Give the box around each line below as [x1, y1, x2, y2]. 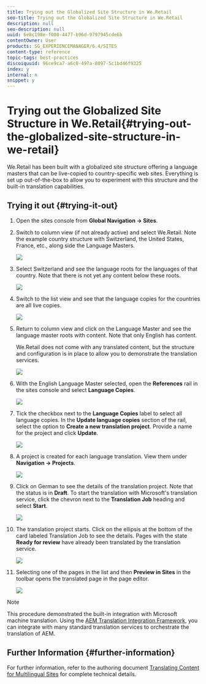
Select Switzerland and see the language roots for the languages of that [15, 265, 198, 272]
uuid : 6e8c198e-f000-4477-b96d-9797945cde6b [7, 32, 123, 38]
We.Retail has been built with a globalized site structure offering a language [7, 163, 198, 171]
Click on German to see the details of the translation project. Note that [15, 482, 193, 490]
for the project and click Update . [15, 429, 99, 436]
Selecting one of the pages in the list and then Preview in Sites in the [15, 568, 191, 575]
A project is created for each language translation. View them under [15, 452, 188, 460]
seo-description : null [7, 26, 65, 33]
